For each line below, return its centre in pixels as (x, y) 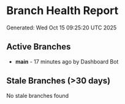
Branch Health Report (63, 11)
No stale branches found (38, 95)
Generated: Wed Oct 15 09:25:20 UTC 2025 (62, 28)
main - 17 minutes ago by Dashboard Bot (67, 61)
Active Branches (39, 47)
